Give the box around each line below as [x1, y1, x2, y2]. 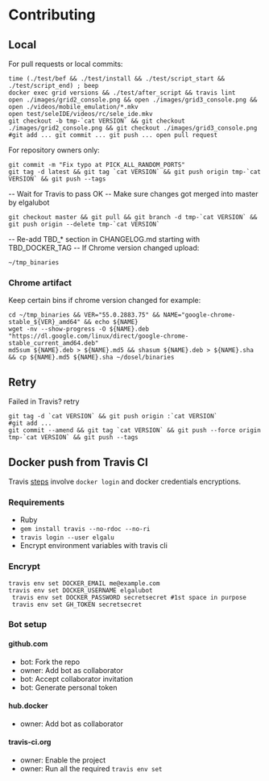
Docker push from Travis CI [8, 455, 149, 469]
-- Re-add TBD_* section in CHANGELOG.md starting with [8, 235, 201, 243]
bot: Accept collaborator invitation [19, 674, 134, 683]
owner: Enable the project [19, 755, 106, 765]
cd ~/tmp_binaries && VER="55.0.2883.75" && [8, 311, 160, 319]
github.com [8, 639, 48, 649]
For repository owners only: [8, 145, 101, 155]
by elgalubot [8, 197, 50, 207]
